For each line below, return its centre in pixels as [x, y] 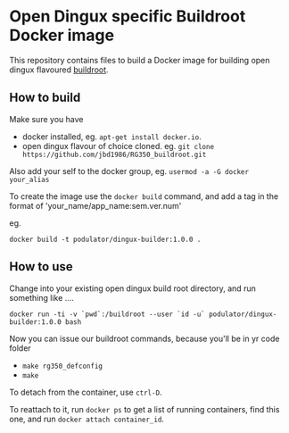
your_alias [29, 179]
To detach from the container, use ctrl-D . [86, 392]
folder [20, 348]
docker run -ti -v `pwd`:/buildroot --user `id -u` [107, 314]
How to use [41, 266]
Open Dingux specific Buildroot [128, 17]
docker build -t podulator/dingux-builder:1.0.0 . [105, 239]
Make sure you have [46, 119]
